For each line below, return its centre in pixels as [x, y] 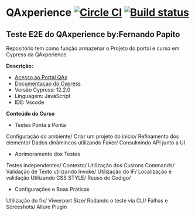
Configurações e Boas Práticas [52, 189]
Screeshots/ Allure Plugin [37, 207]
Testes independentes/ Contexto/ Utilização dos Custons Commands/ [90, 165]
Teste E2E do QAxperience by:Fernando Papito [93, 34]
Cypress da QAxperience [36, 55]
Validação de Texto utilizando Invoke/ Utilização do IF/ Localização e [89, 171]
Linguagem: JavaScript [42, 96]
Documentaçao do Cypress [47, 83]
